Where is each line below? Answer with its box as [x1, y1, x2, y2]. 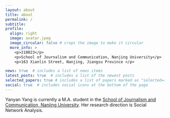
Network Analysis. [5, 107, 44, 113]
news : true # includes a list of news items [5, 68, 103, 73]
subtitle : [5, 21, 26, 27]
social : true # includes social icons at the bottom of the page [5, 83, 148, 88]
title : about [5, 12, 33, 17]
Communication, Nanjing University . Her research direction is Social [5, 102, 147, 108]
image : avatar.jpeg [10, 36, 51, 41]
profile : [5, 26, 24, 31]
